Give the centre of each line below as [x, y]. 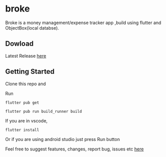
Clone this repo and [26, 84]
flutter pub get [22, 103]
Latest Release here [26, 56]
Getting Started [30, 71]
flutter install [22, 130]
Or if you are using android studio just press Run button [63, 139]
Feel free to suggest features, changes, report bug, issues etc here [75, 149]
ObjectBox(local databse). [32, 28]
